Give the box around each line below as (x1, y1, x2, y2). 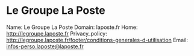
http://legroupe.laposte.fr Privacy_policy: (6, 30, 107, 37)
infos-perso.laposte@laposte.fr (6, 43, 84, 50)
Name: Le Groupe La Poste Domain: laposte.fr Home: (6, 23, 138, 31)
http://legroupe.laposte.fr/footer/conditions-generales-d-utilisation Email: (6, 36, 189, 43)
